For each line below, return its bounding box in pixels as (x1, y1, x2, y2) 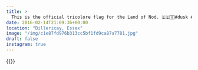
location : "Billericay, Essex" (6, 25, 83, 31)
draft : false (6, 36, 38, 42)
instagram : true (6, 42, 46, 48)
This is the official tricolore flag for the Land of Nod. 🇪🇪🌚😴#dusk (11, 14, 189, 20)
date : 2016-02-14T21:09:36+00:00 (6, 19, 88, 25)
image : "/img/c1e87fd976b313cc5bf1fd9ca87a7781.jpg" (6, 31, 138, 36)
